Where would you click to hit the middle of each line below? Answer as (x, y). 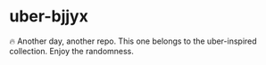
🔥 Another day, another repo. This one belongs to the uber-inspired (133, 41)
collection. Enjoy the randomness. (71, 51)
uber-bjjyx (49, 16)
